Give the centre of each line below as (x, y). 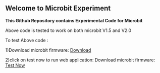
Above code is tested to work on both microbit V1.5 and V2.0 (68, 30)
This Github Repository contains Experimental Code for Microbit (74, 20)
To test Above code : (27, 40)
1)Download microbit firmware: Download (48, 50)
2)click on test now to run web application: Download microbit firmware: (80, 60)
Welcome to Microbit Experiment (58, 8)
